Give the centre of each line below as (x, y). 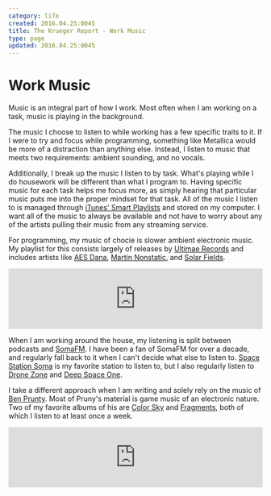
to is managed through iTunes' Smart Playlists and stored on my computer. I (134, 208)
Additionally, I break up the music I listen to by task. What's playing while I (131, 173)
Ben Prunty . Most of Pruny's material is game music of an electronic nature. (134, 399)
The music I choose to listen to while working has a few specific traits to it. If (135, 132)
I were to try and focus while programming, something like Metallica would (132, 141)
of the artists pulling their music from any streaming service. (108, 225)
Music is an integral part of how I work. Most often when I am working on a (133, 108)
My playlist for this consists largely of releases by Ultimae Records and (126, 249)
